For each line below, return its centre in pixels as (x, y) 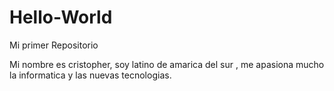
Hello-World (61, 17)
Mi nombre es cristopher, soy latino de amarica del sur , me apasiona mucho (167, 64)
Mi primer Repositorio (54, 45)
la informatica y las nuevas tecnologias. (90, 75)
